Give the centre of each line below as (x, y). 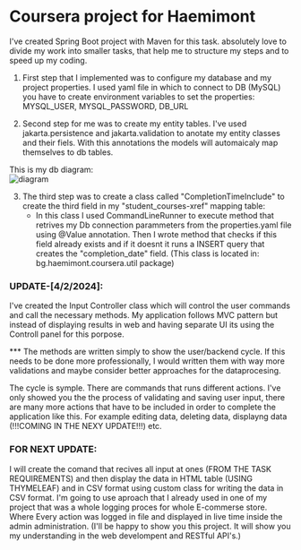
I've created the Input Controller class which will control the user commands (150, 305)
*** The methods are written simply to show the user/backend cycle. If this (147, 352)
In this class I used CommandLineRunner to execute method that (155, 215)
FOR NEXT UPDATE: (53, 450)
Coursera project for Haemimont (133, 17)
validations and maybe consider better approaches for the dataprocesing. (145, 371)
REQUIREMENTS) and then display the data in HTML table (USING (131, 478)
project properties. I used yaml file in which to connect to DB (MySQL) (151, 87)
